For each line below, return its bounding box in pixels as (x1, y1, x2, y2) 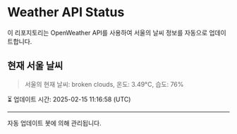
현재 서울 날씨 (7, 60, 63, 72)
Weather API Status (7, 4, 125, 20)
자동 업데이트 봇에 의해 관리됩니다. (7, 118, 102, 127)
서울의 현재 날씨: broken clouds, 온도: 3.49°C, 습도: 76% (24, 80, 184, 88)
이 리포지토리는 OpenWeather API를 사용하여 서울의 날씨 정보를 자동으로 (7, 28, 208, 37)
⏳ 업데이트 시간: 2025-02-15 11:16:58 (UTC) (7, 95, 131, 103)
